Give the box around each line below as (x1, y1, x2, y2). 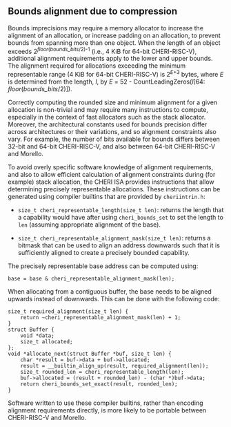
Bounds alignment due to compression (8, 6, 178, 17)
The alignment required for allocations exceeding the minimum (8, 61, 185, 70)
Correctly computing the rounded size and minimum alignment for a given (8, 98, 218, 106)
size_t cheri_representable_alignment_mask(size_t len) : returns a (17, 234, 211, 243)
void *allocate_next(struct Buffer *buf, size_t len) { (8, 350, 172, 358)
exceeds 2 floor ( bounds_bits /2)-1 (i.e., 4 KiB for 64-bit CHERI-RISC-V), (8, 46, 197, 55)
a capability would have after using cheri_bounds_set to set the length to (17, 213, 223, 222)
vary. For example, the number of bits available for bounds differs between (8, 135, 220, 144)
